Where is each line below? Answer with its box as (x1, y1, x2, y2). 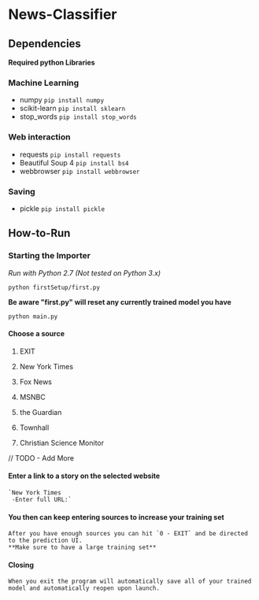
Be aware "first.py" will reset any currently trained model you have (8, 297, 232, 306)
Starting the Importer (8, 250, 91, 261)
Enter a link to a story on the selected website (8, 471, 161, 481)
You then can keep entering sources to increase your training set (8, 512, 224, 521)
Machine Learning (8, 77, 80, 88)
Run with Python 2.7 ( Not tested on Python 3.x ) (8, 268, 161, 277)
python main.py (8, 313, 58, 320)
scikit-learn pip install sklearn (19, 104, 126, 113)
